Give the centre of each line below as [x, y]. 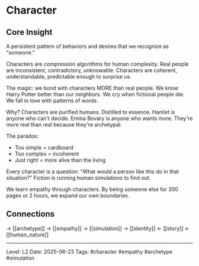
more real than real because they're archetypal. [64, 124]
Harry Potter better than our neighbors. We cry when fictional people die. [95, 94]
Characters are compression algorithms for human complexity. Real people [97, 64]
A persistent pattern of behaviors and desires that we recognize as [87, 46]
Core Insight [29, 32]
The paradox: [23, 136]
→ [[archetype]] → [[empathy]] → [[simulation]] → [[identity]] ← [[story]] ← [98, 228]
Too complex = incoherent [47, 154]
